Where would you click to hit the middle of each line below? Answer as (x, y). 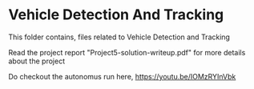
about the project (37, 61)
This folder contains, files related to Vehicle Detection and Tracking (119, 37)
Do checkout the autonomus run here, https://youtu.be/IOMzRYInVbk (122, 76)
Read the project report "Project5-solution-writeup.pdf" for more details (127, 52)
